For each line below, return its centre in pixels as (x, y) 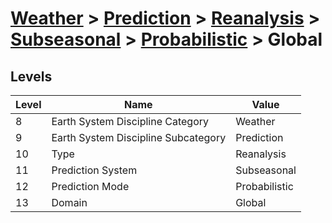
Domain (69, 202)
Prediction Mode (90, 186)
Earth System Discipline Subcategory (139, 137)
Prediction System (94, 170)
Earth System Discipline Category (130, 121)
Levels (31, 76)
